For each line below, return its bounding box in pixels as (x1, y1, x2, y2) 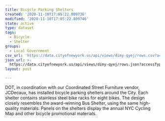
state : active (5, 21, 34, 26)
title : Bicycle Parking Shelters (5, 7, 74, 12)
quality (5, 105, 19, 111)
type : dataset (5, 26, 34, 30)
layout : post (5, 67, 32, 72)
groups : (5, 44, 21, 49)
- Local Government (9, 48, 50, 53)
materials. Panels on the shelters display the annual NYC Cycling (20, 105, 151, 111)
